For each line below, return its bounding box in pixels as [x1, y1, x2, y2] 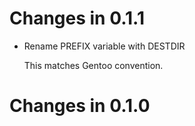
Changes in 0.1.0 [9, 95, 151, 117]
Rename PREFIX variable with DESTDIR [23, 40, 186, 52]
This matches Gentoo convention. [23, 59, 164, 71]
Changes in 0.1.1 [9, 7, 146, 30]
